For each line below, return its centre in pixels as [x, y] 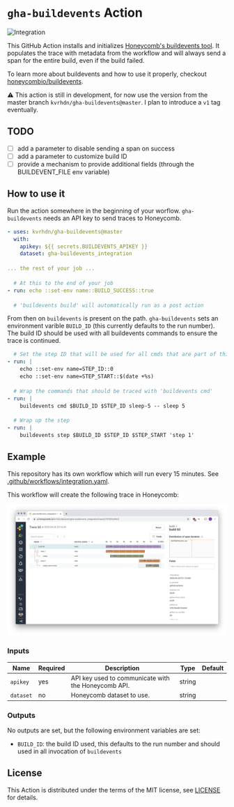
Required [52, 668]
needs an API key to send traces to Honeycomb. [112, 218]
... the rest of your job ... [51, 269]
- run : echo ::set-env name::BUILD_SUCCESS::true [81, 291]
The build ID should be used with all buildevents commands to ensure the [112, 333]
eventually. [23, 109]
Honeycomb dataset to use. [110, 695]
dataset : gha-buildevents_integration [76, 254]
